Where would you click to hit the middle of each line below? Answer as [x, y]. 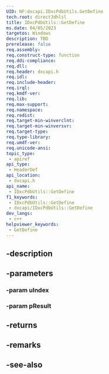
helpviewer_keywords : [33, 224]
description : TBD [27, 39]
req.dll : [17, 66]
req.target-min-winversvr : [39, 126]
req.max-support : [27, 104]
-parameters [30, 274]
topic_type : [21, 153]
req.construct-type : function [43, 55]
